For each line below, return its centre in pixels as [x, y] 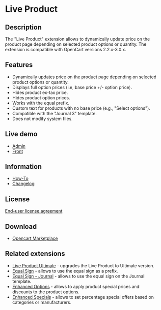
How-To [20, 179]
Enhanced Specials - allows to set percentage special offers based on [83, 297]
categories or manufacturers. [42, 302]
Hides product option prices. [41, 97]
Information [24, 167]
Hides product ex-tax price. [40, 93]
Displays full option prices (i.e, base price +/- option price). [72, 87]
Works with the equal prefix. [41, 103]
